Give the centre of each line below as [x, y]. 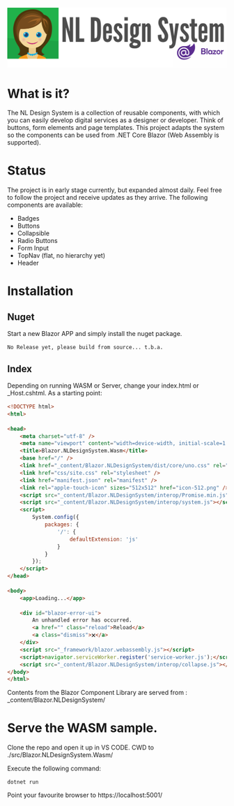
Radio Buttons [37, 241]
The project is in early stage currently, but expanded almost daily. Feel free [115, 190]
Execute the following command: [54, 768]
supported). [24, 142]
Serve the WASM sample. [83, 728]
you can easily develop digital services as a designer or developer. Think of [116, 120]
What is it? [39, 93]
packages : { [62, 525]
